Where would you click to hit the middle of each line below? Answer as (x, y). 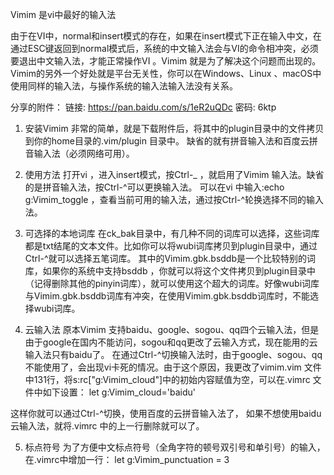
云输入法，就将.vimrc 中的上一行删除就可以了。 (107, 426)
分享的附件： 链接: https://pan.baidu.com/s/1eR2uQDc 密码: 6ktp (143, 107)
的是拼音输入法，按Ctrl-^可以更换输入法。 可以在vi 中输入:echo (154, 187)
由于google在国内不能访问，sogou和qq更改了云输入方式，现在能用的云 (171, 342)
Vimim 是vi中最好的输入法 (63, 14)
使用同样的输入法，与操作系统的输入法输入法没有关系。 (124, 86)
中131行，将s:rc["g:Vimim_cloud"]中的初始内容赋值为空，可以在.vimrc (167, 379)
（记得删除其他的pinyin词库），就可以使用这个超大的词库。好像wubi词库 (172, 283)
